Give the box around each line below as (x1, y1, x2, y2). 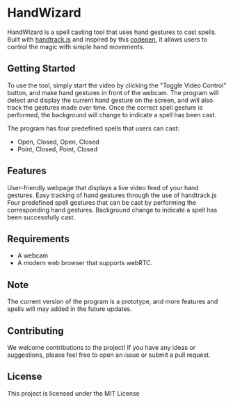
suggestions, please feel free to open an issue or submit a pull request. (7, 351, 211, 359)
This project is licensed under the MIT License (7, 389, 140, 397)
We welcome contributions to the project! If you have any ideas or (7, 344, 196, 351)
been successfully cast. (7, 213, 75, 221)
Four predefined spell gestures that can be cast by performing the (7, 198, 197, 206)
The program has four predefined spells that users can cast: (7, 124, 179, 133)
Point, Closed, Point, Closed (17, 144, 97, 153)
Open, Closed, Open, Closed (17, 137, 99, 146)
